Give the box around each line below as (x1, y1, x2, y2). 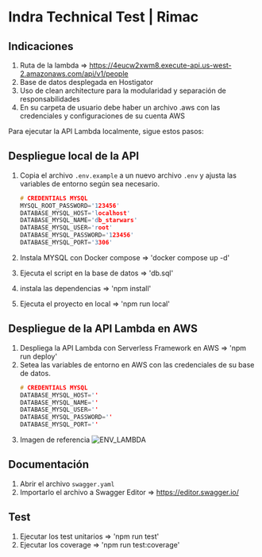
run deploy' (19, 351, 58, 361)
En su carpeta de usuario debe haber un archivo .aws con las (19, 103, 221, 112)
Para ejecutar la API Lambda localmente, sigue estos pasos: (8, 127, 204, 136)
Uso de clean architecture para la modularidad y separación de (19, 86, 226, 95)
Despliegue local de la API (8, 149, 140, 163)
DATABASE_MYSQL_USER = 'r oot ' (19, 224, 113, 232)
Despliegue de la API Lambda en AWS (8, 322, 198, 336)
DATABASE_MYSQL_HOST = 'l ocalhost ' (19, 209, 131, 217)
